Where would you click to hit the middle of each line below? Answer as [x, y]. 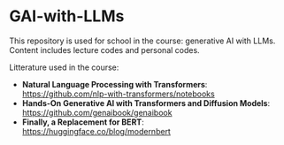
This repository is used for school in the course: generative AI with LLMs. [142, 41]
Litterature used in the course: [64, 67]
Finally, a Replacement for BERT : [83, 122]
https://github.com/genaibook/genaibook [97, 112]
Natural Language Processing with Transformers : [115, 84]
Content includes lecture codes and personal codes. [105, 50]
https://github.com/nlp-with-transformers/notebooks [118, 94]
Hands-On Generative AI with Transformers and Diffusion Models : [146, 103]
